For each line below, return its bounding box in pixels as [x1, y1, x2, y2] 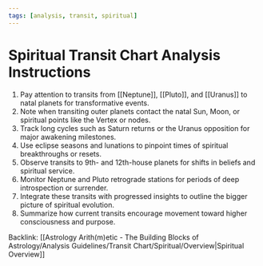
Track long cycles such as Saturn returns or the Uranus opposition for [19, 123, 250, 133]
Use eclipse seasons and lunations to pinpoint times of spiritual [19, 141, 229, 150]
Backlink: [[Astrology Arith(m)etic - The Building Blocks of [8, 232, 200, 242]
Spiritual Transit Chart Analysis [8, 46, 221, 64]
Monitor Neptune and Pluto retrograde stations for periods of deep [19, 174, 240, 184]
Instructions [8, 63, 91, 81]
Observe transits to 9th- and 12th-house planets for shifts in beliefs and [19, 157, 256, 167]
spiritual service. [19, 165, 75, 176]
